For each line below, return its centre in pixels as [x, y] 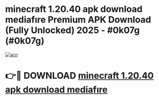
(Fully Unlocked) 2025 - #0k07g [73, 30]
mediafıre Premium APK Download [78, 20]
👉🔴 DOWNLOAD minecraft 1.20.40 [79, 76]
